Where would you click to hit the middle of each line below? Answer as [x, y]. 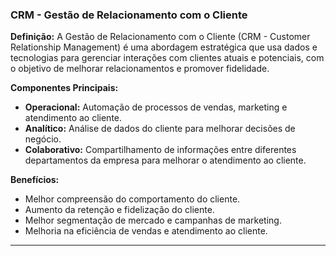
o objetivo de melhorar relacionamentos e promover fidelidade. [140, 69]
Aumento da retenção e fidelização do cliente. [119, 210]
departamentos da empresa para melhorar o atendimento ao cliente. [165, 160]
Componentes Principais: [64, 88]
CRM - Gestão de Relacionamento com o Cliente [129, 15]
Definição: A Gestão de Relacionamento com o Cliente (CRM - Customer [160, 37]
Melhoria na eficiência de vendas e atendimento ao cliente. [146, 231]
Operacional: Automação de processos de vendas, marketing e [156, 107]
